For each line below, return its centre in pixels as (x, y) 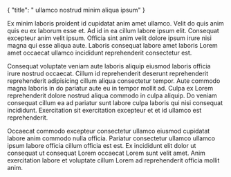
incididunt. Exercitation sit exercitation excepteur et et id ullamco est (104, 110)
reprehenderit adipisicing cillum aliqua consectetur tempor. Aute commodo (114, 81)
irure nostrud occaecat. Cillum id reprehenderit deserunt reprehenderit (108, 73)
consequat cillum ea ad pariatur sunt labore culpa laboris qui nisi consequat (115, 103)
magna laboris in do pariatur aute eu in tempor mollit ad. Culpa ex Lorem (110, 88)
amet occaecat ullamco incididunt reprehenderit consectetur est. (100, 53)
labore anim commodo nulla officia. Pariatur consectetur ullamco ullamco (111, 138)
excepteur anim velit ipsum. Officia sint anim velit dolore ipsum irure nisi (110, 38)
